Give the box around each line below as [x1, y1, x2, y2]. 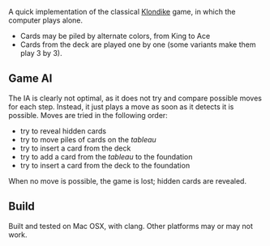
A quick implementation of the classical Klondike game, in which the [8, 7, 236, 16]
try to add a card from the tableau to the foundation [19, 151, 193, 161]
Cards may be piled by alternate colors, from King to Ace [19, 32, 211, 40]
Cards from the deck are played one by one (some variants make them [19, 40, 256, 49]
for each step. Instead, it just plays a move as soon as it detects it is [8, 101, 234, 112]
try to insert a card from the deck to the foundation [19, 160, 191, 170]
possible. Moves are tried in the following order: [8, 110, 168, 120]
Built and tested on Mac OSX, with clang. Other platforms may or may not [8, 221, 254, 231]
